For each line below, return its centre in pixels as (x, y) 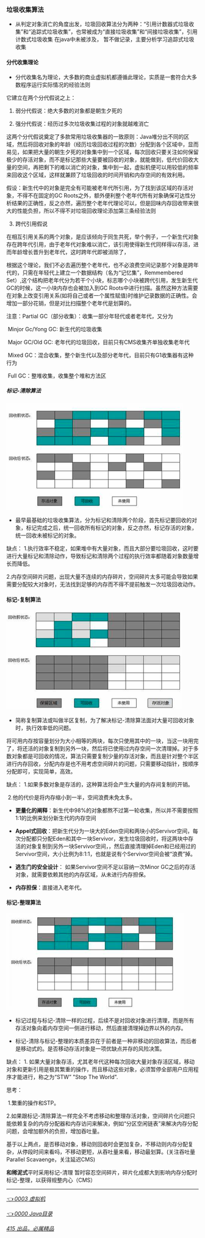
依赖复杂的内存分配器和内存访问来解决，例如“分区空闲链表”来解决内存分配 (105, 1123)
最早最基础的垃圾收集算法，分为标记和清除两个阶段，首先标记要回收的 (103, 520)
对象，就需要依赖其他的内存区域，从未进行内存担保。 (82, 874)
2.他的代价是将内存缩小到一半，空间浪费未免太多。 (72, 797)
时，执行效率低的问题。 (45, 728)
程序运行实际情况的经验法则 (55, 84)
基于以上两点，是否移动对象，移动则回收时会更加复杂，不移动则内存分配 (97, 1144)
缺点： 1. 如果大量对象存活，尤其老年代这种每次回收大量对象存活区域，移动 (101, 1061)
